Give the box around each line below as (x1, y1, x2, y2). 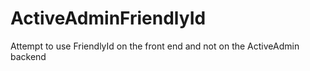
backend (10, 50, 47, 62)
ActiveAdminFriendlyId (10, 7, 207, 30)
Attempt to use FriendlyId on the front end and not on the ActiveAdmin (10, 40, 300, 52)
